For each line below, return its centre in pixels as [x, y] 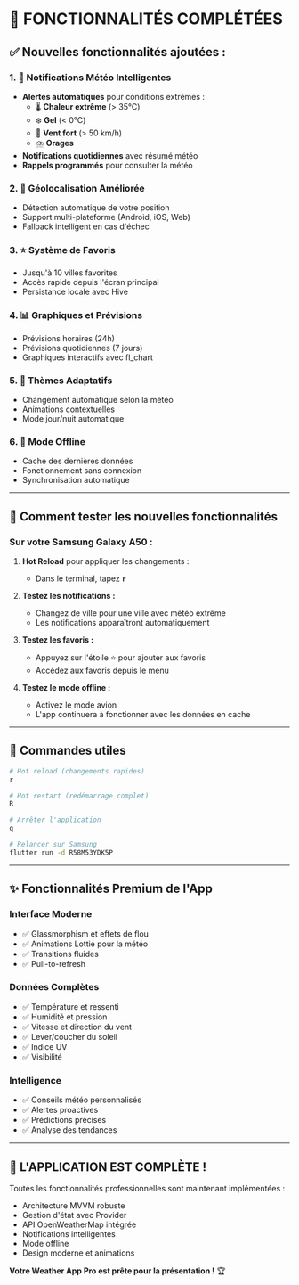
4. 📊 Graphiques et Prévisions [76, 315]
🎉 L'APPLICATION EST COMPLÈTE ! [108, 1167]
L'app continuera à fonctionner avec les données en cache [143, 715]
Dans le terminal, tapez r [81, 578]
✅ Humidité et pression [65, 1017]
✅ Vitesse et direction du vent [77, 1027]
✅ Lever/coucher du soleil [70, 1036]
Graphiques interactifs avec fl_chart [88, 357]
